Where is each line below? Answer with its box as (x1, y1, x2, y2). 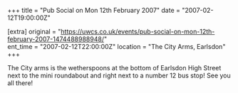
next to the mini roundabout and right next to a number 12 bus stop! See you (7, 71, 232, 80)
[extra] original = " (7, 28, 61, 35)
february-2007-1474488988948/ (7, 35, 105, 43)
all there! (7, 79, 33, 87)
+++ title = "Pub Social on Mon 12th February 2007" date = (7, 6, 180, 14)
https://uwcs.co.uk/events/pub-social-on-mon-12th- (60, 28, 215, 35)
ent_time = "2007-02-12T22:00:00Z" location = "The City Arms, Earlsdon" (7, 43, 226, 50)
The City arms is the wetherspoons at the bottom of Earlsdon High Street (7, 64, 222, 72)
